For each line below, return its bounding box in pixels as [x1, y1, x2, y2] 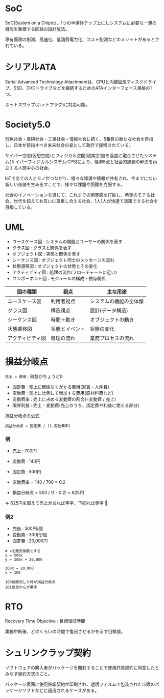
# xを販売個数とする [5, 549, 41, 553]
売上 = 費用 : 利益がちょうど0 [5, 373, 63, 379]
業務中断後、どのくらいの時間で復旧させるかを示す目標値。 [5, 629, 125, 635]
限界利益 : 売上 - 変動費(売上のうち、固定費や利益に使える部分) [12, 402, 140, 408]
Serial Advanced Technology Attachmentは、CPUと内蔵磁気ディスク [5, 79, 143, 85]
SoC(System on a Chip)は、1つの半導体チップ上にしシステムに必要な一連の [5, 20, 157, 26]
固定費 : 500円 [12, 468, 42, 474]
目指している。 [5, 204, 35, 210]
